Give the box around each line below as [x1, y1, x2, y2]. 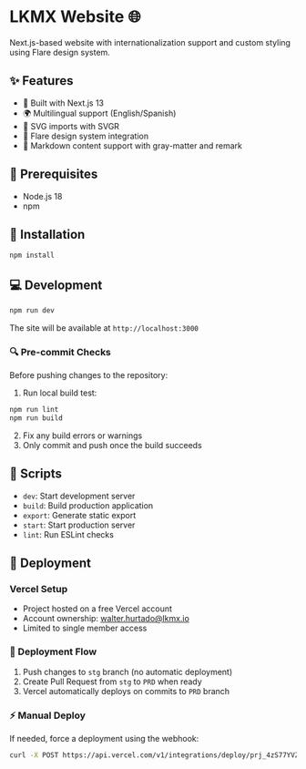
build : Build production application [22, 499, 154, 511]
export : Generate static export [22, 509, 137, 520]
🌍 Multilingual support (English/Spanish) [22, 108, 177, 118]
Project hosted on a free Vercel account [22, 603, 173, 614]
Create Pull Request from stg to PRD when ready [22, 676, 202, 687]
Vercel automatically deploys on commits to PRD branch [22, 685, 230, 696]
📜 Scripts [9, 467, 62, 482]
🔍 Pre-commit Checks [9, 345, 112, 358]
